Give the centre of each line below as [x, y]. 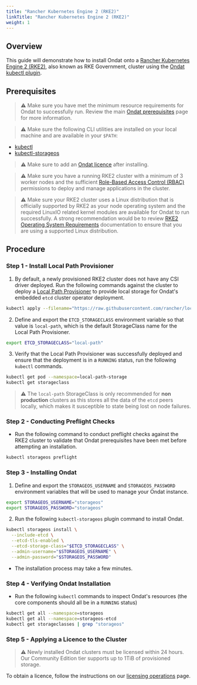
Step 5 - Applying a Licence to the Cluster [67, 639]
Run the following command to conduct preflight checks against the [96, 434]
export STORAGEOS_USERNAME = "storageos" [55, 502]
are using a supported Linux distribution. [69, 231]
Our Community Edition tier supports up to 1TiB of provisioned [95, 658]
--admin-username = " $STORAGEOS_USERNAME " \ [64, 551]
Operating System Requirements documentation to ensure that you [101, 225]
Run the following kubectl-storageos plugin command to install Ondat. [99, 519]
